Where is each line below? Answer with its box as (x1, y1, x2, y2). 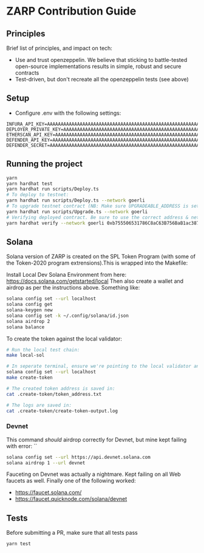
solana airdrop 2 (6, 318, 50, 324)
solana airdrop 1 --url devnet (6, 460, 86, 466)
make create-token (6, 375, 53, 381)
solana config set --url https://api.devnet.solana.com (6, 454, 151, 460)
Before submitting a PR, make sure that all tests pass (6, 529, 138, 537)
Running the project (6, 159, 83, 169)
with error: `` (6, 442, 38, 450)
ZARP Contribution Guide (6, 4, 137, 18)
